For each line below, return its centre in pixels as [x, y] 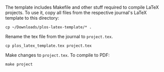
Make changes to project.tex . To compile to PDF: [58, 55]
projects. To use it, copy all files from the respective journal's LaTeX [76, 13]
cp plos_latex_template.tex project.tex [49, 46]
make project [19, 64]
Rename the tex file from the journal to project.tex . [59, 37]
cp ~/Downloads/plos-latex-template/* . [49, 27]
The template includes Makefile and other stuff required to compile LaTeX [82, 7]
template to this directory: [32, 18]
